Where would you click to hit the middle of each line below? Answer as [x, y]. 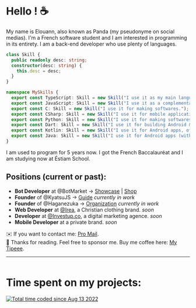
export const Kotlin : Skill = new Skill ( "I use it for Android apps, [97, 130]
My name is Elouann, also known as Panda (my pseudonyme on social [90, 31]
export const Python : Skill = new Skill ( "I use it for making [88, 120]
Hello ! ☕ [27, 11]
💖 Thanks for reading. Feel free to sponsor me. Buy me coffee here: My [92, 242]
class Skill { [23, 54]
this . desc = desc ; [39, 71]
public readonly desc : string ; [49, 60]
